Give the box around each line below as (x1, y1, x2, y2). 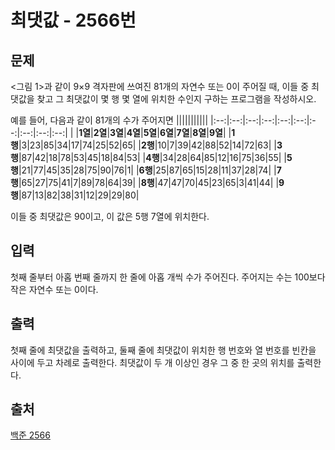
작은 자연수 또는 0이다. (10, 283, 99, 295)
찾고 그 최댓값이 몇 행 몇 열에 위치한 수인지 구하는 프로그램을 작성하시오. (36, 93, 317, 105)
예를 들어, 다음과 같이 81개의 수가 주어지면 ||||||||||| (10, 114, 209, 126)
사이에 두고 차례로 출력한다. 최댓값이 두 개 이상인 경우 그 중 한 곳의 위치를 (10, 356, 295, 368)
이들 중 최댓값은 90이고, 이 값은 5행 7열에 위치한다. (10, 211, 210, 222)
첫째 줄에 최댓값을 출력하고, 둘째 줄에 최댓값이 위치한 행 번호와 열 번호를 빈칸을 (10, 344, 317, 356)
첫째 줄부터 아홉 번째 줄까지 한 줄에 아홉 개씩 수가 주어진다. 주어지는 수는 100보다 (10, 271, 326, 283)
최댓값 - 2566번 (10, 9, 137, 32)
